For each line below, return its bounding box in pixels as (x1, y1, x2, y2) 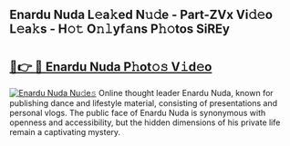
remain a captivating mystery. (9, 127, 121, 137)
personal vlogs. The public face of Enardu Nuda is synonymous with (9, 108, 266, 118)
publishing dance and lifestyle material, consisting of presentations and (9, 98, 278, 108)
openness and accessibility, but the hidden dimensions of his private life (9, 117, 281, 128)
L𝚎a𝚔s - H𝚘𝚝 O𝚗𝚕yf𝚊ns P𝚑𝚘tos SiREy (9, 22, 231, 37)
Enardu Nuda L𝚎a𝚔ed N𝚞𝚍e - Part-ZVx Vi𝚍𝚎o (9, 7, 274, 23)
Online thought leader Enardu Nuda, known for (98, 88, 274, 98)
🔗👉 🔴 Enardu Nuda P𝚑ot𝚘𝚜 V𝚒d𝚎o (9, 59, 212, 74)
